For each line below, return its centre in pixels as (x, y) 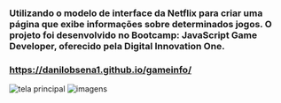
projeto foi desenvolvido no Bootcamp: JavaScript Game (133, 35)
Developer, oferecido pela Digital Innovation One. (117, 46)
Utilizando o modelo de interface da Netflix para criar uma (136, 13)
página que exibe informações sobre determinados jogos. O (140, 24)
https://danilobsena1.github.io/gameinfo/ (101, 70)
